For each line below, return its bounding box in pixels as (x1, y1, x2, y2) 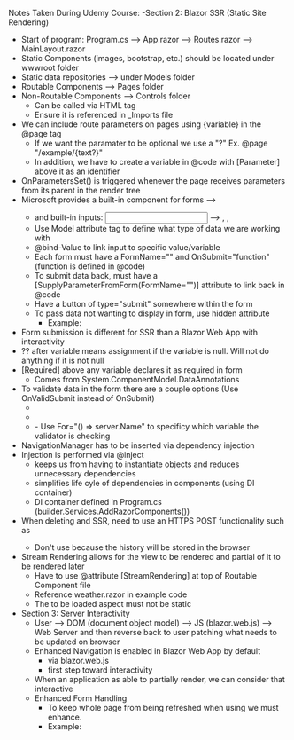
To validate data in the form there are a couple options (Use (20, 383, 239, 394)
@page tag (20, 129, 62, 138)
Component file (34, 580, 91, 590)
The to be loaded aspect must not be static (34, 599, 192, 609)
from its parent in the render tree (20, 185, 141, 195)
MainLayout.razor (20, 43, 86, 54)
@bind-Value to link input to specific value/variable (34, 242, 220, 252)
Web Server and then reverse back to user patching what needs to (34, 627, 278, 637)
